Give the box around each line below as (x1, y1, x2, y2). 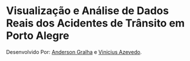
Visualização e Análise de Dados (6, 4, 169, 18)
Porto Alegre (6, 29, 69, 42)
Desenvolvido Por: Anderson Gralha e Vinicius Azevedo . (6, 48, 142, 55)
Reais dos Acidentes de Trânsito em (6, 16, 185, 30)
